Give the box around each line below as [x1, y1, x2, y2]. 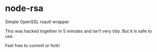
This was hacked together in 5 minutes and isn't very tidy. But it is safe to [5, 28, 152, 34]
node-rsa [5, 3, 44, 14]
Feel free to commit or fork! [5, 42, 60, 48]
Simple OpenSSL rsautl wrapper [5, 19, 70, 25]
